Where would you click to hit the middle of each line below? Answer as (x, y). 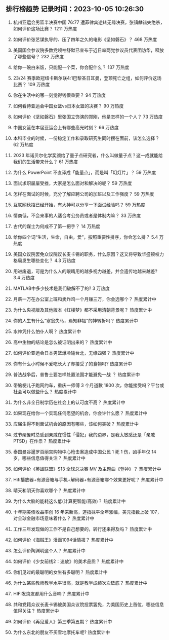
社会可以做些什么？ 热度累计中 (45, 391)
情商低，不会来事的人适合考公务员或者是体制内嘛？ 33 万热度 (77, 215)
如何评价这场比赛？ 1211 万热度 (45, 28)
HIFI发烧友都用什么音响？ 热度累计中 (51, 593)
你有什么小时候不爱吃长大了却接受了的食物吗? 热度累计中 (72, 363)
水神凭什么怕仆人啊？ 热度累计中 (47, 331)
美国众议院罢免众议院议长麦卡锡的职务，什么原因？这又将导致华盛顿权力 (88, 254)
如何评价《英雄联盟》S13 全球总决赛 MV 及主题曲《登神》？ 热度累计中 (87, 469)
